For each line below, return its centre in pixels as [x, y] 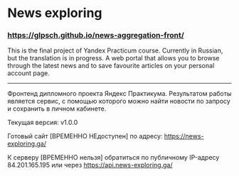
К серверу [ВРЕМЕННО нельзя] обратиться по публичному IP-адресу [113, 158]
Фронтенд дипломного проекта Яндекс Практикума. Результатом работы [119, 94]
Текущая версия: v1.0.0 [43, 123]
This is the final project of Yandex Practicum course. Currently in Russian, [115, 50]
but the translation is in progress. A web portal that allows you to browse [113, 58]
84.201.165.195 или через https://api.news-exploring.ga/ [90, 165]
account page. [28, 73]
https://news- [184, 136]
